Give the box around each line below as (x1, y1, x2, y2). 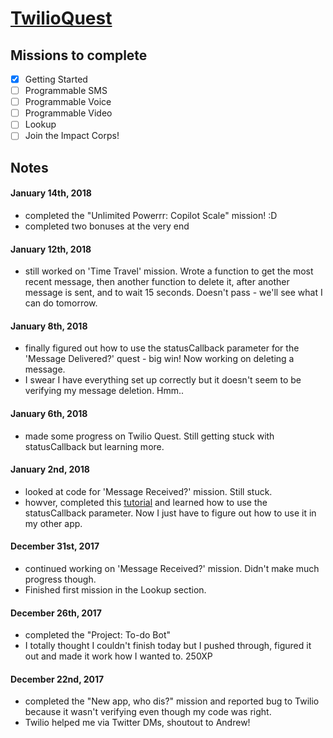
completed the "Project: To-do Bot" (24, 629, 171, 641)
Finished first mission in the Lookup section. (24, 583, 207, 596)
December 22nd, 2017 (10, 673, 105, 685)
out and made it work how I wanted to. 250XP (24, 650, 213, 662)
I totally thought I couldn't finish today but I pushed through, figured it (24, 640, 312, 652)
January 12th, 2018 (10, 243, 92, 255)
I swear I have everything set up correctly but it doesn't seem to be (24, 374, 302, 386)
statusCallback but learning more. (24, 440, 165, 452)
